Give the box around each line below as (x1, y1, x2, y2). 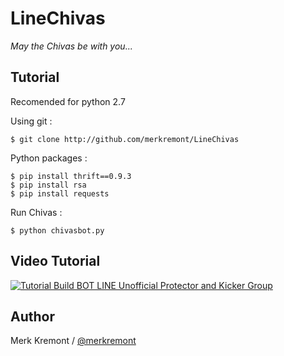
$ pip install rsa (10, 180, 87, 190)
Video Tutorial (10, 253, 101, 270)
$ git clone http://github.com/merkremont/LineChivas (10, 134, 240, 144)
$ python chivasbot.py (10, 225, 105, 236)
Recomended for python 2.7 (10, 95, 126, 107)
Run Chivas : (10, 206, 63, 218)
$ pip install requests (10, 188, 110, 199)
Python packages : (10, 152, 88, 164)
